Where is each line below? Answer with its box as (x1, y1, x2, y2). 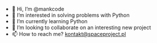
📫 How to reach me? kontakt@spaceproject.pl (11, 31, 126, 37)
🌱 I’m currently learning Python (11, 18, 88, 24)
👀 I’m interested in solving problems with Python (11, 12, 130, 19)
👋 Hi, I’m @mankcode (11, 6, 65, 12)
